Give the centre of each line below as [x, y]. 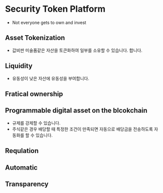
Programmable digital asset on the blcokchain [76, 111]
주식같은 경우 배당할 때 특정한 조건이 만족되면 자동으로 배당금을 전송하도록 [82, 129]
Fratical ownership [34, 94]
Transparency [27, 184]
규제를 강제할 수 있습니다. [36, 123]
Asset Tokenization [35, 38]
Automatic [21, 167]
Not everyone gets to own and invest [49, 22]
